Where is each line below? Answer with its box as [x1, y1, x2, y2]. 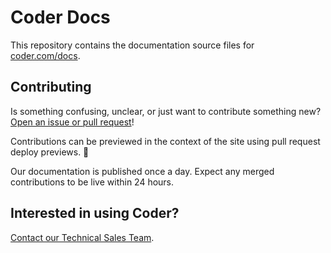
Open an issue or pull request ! [10, 116, 135, 128]
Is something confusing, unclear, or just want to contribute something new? [10, 105, 322, 117]
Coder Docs [10, 6, 111, 29]
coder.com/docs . [10, 49, 81, 61]
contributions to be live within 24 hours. [10, 176, 175, 188]
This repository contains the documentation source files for [10, 39, 255, 51]
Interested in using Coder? [10, 205, 180, 222]
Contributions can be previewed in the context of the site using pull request [10, 135, 321, 147]
